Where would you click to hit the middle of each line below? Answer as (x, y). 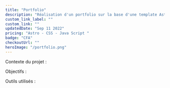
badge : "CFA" (19, 38)
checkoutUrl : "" (22, 43)
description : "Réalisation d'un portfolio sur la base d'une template (81, 15)
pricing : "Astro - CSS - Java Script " (47, 33)
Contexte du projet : (26, 61)
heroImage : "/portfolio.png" (36, 47)
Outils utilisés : (20, 81)
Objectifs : (16, 71)
